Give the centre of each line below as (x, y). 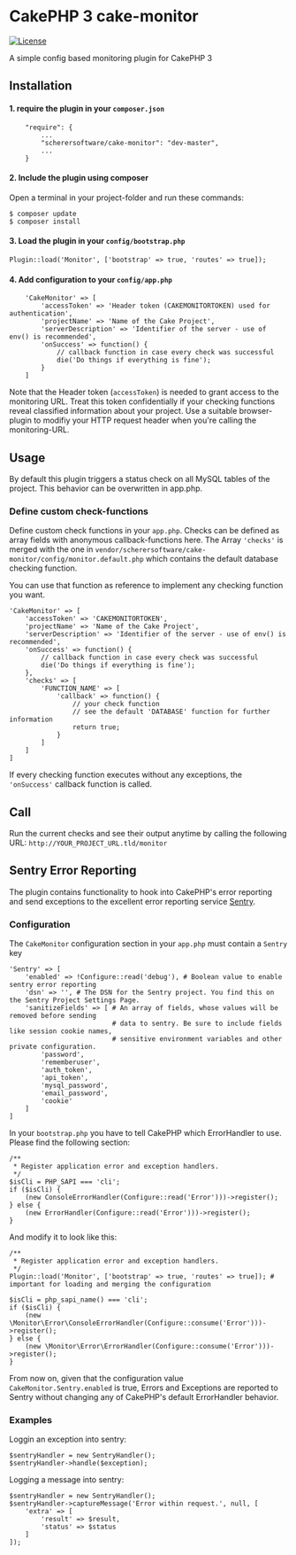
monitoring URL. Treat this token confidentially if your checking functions (142, 401)
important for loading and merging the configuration (110, 1285)
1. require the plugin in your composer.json (87, 108)
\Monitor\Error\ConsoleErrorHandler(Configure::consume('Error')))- (138, 1323)
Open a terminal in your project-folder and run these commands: (127, 198)
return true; (96, 727)
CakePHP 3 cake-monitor (104, 16)
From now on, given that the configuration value (96, 1379)
